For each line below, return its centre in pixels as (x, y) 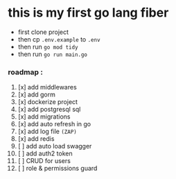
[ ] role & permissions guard (58, 169)
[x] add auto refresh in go (54, 124)
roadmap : (26, 72)
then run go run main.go (53, 54)
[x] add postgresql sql (49, 110)
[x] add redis (36, 139)
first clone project (43, 32)
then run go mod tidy (48, 46)
